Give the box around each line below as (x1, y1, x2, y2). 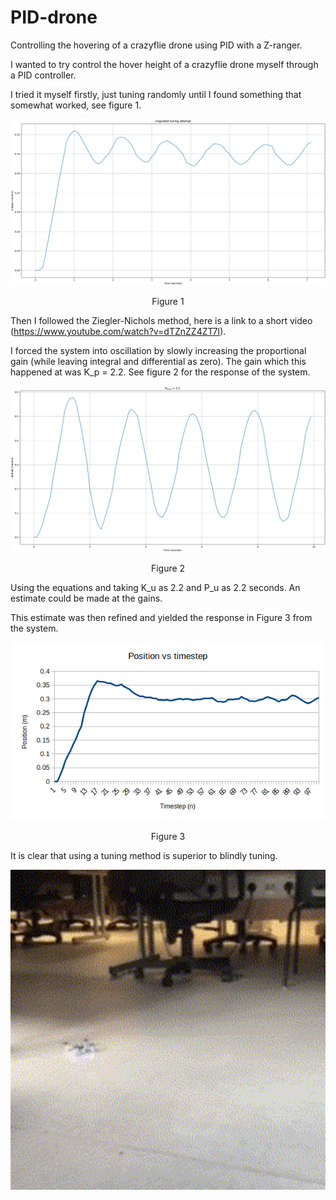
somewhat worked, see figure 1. (10, 99, 142, 111)
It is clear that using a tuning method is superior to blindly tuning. (10, 849, 278, 861)
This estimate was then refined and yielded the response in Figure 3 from (10, 612, 313, 624)
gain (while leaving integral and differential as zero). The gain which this (10, 356, 307, 368)
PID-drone (10, 6, 98, 29)
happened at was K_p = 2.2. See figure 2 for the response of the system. (10, 366, 311, 378)
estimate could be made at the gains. (10, 592, 163, 605)
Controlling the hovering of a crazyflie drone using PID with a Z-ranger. (10, 39, 303, 51)
